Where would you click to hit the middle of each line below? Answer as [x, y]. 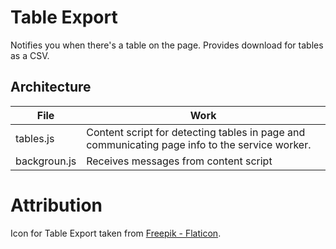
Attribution [56, 205]
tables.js [35, 138]
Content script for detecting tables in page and [196, 132]
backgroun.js [46, 161]
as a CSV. [30, 55]
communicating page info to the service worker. [199, 144]
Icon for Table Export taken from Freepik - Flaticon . [116, 233]
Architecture [51, 87]
